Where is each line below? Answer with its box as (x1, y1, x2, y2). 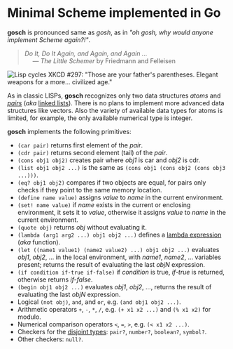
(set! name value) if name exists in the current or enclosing (17, 200, 191, 209)
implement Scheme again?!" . (7, 35, 91, 44)
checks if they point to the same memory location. (17, 185, 162, 194)
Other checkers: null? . (17, 335, 84, 343)
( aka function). (17, 237, 61, 246)
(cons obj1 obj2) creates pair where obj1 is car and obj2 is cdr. (17, 156, 201, 164)
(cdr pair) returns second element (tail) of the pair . (17, 148, 168, 157)
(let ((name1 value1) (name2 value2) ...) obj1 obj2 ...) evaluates (17, 245, 220, 253)
